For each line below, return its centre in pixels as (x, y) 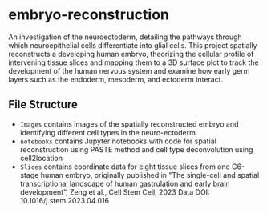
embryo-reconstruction (89, 15)
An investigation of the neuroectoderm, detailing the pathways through (125, 37)
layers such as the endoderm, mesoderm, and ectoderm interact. (116, 79)
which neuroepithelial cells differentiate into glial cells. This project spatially (133, 45)
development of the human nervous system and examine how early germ (129, 70)
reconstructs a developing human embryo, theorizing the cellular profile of (131, 54)
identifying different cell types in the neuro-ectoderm (108, 132)
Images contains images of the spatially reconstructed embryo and (129, 124)
